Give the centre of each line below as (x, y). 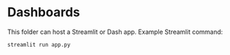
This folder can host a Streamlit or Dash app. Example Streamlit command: (115, 32)
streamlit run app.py (39, 44)
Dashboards (44, 12)
